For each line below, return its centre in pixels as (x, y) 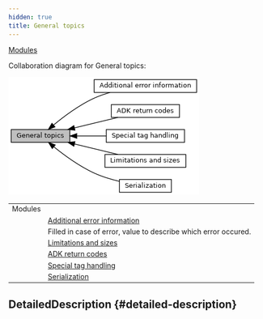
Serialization (68, 276)
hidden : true (30, 17)
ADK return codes (77, 254)
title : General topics (47, 26)
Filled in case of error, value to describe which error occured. (149, 232)
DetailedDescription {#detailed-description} (123, 304)
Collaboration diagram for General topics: (77, 66)
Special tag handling (81, 265)
